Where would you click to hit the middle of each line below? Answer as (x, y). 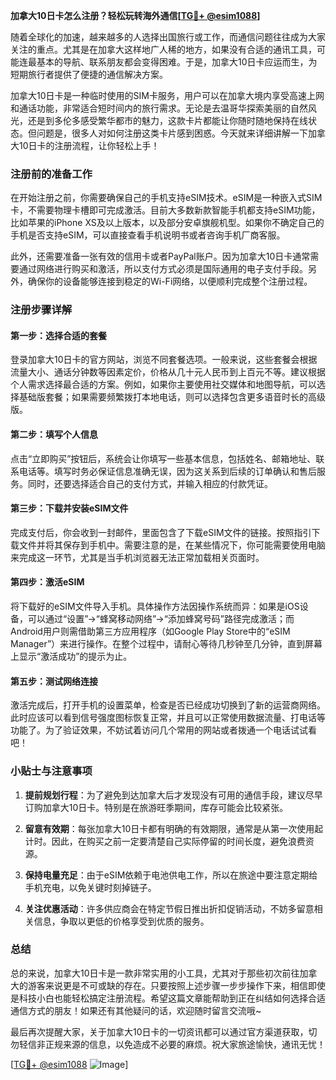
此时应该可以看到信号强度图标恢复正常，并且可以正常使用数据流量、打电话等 (168, 718)
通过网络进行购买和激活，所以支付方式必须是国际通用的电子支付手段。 (163, 269)
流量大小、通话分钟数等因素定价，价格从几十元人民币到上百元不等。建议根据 (168, 372)
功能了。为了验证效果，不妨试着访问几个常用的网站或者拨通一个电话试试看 (163, 730)
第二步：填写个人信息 (54, 435)
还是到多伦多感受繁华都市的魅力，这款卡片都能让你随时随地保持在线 (167, 120)
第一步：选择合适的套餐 (58, 335)
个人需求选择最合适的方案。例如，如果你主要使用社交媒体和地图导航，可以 (163, 385)
